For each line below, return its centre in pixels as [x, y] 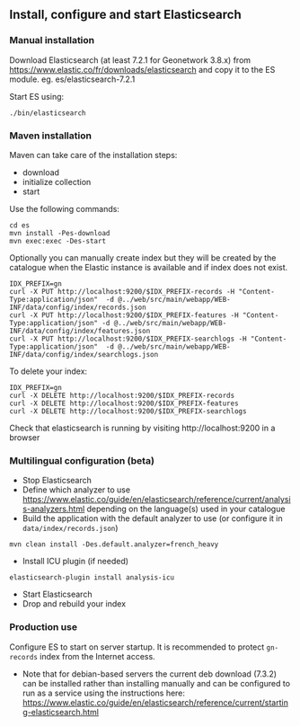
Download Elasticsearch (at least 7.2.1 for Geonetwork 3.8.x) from [130, 60]
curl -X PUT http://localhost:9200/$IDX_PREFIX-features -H [124, 315]
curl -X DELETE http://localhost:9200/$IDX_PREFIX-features [124, 403]
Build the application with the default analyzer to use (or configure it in [152, 518]
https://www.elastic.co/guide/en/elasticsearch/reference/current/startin [155, 702]
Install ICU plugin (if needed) [75, 562]
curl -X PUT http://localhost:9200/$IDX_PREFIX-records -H [122, 291]
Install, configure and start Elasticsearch [125, 15]
